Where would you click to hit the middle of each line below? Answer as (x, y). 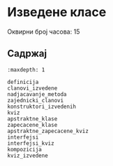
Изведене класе (57, 12)
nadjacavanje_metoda (37, 94)
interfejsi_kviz (31, 143)
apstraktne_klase (32, 119)
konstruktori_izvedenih (42, 106)
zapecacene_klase (32, 125)
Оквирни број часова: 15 (44, 32)
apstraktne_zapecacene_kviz (48, 131)
